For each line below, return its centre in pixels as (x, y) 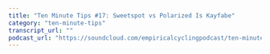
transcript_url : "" (41, 30)
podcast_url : (30, 38)
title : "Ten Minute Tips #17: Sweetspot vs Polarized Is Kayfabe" (122, 15)
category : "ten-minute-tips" (57, 23)
